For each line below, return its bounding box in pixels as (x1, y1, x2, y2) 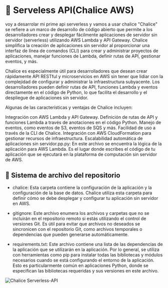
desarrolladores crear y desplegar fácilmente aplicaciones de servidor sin (5, 32, 157, 38)
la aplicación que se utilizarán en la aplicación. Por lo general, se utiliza (12, 246, 159, 252)
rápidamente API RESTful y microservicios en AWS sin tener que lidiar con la (5, 73, 163, 79)
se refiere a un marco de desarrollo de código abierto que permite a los (5, 26, 153, 32)
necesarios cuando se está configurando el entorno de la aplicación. (12, 257, 154, 263)
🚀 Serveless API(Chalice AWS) (5, 5, 134, 16)
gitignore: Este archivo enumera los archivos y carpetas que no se (12, 210, 149, 216)
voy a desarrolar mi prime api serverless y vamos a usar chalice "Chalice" (5, 21, 158, 27)
